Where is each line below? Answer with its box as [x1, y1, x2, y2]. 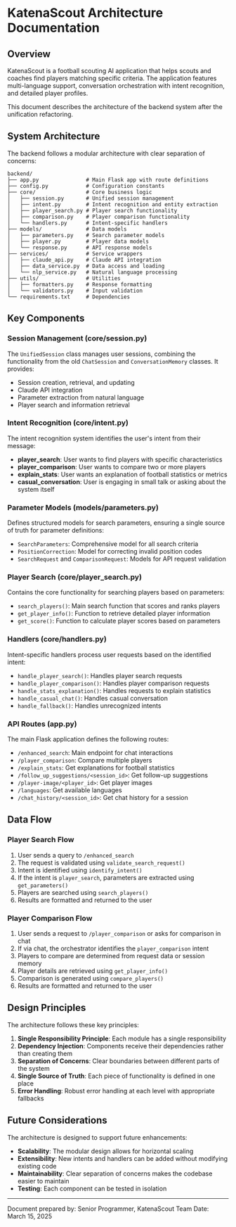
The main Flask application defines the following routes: [7, 735, 169, 743]
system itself [17, 485, 55, 493]
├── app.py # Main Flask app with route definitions [7, 176, 209, 184]
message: [7, 441, 36, 450]
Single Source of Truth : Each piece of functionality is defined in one [17, 1072, 216, 1080]
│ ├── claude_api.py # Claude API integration [7, 256, 162, 263]
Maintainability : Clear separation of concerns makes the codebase [17, 1169, 213, 1178]
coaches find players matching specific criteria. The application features [7, 74, 217, 82]
